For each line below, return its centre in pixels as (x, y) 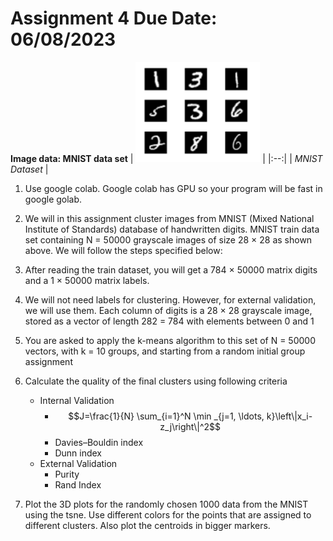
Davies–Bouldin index (99, 442)
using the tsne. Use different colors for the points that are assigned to (168, 514)
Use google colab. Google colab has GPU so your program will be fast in (173, 188)
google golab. (53, 199)
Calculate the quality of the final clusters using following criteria (156, 381)
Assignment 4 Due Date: (114, 18)
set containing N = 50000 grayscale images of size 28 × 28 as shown (168, 239)
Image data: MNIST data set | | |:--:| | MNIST (166, 158)
